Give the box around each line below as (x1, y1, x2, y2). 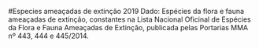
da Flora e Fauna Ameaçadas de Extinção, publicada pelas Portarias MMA (8, 23, 249, 32)
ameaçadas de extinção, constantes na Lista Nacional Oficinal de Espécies (8, 15, 251, 24)
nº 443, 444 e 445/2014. (8, 31, 89, 40)
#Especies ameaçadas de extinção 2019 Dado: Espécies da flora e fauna (8, 7, 245, 15)
